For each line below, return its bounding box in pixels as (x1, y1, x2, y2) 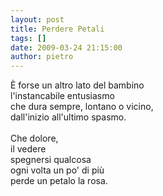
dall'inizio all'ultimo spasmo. (10, 111, 127, 123)
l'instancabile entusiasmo (10, 90, 115, 102)
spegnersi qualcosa (10, 154, 92, 166)
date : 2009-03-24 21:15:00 (10, 42, 123, 53)
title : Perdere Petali (10, 24, 105, 34)
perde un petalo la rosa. (10, 175, 108, 187)
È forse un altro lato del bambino (10, 79, 145, 91)
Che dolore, (10, 132, 59, 145)
